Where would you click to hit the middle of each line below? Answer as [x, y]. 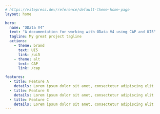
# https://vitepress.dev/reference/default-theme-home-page [68, 9]
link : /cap [29, 68]
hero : [10, 23]
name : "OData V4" [27, 27]
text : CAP [28, 64]
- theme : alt [27, 59]
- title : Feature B [29, 91]
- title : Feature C [29, 100]
